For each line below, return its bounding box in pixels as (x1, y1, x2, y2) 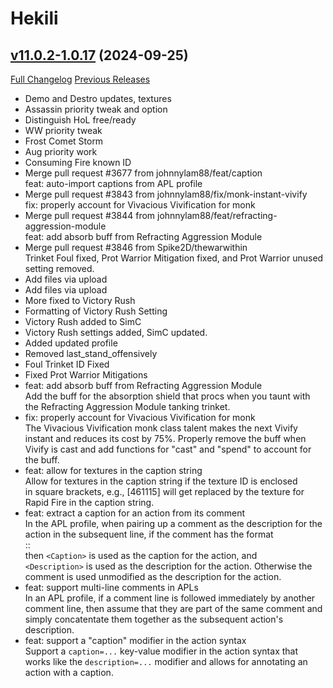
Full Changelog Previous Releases (10, 73, 151, 85)
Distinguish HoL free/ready (24, 114, 137, 126)
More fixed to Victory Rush (24, 295, 136, 306)
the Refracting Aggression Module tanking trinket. (24, 401, 231, 412)
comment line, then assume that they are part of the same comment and (24, 603, 323, 614)
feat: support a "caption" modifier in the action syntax (24, 635, 247, 646)
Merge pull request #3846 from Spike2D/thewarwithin (24, 242, 248, 253)
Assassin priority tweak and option (24, 103, 168, 115)
